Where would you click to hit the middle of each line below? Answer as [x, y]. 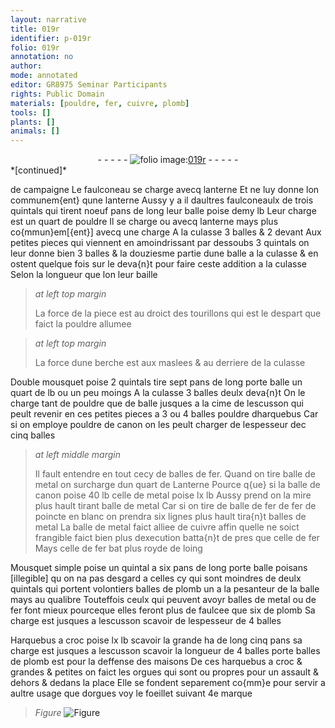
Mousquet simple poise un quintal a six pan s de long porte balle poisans [159, 568]
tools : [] [31, 112]
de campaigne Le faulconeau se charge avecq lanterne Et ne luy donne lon [165, 190]
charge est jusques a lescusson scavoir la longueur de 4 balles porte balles [165, 651]
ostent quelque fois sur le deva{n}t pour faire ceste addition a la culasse [158, 264]
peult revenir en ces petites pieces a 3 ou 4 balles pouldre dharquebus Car [164, 414]
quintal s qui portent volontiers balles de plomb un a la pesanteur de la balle [165, 589]
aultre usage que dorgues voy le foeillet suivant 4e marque [131, 693]
